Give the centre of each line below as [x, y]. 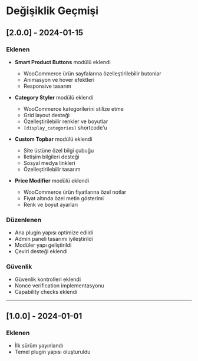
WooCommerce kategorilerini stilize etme [73, 109]
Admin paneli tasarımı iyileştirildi [54, 239]
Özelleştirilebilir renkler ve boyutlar [66, 121]
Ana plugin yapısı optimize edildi [54, 233]
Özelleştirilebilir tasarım [52, 169]
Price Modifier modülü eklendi [52, 180]
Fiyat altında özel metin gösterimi [64, 198]
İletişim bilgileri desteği [51, 157]
